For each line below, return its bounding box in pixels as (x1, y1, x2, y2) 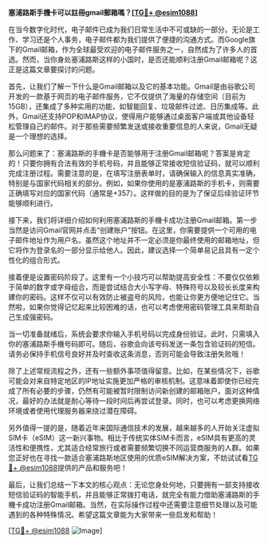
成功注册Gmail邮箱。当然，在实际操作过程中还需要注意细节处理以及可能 (22, 500, 258, 509)
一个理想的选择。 (14, 132, 72, 141)
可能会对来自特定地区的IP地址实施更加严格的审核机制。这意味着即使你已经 (8, 376, 253, 386)
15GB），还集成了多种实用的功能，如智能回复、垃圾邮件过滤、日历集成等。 (8, 101, 253, 111)
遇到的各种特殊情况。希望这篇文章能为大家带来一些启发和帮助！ (8, 510, 218, 519)
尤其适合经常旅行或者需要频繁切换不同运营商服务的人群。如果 (57, 443, 260, 452)
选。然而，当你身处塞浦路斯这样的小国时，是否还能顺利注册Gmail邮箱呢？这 (8, 55, 258, 64)
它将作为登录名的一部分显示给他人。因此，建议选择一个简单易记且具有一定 (8, 245, 253, 255)
